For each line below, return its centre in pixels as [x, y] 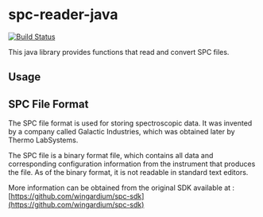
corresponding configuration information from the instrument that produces [132, 164]
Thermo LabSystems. [43, 140]
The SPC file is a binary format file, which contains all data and [111, 156]
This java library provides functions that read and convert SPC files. [119, 52]
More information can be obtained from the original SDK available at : [122, 188]
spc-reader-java [63, 15]
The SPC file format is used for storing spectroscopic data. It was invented [130, 123]
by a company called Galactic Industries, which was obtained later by [122, 132]
